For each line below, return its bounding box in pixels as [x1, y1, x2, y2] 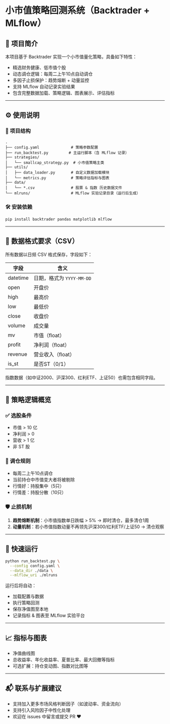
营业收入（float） [33, 351, 75, 358]
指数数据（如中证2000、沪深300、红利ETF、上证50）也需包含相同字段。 [5, 374, 158, 381]
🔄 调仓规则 [5, 457, 31, 465]
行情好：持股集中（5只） [12, 483, 65, 489]
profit [8, 341, 21, 348]
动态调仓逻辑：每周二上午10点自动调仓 [12, 71, 93, 77]
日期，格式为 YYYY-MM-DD [33, 274, 92, 281]
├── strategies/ [5, 155, 39, 160]
